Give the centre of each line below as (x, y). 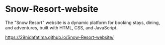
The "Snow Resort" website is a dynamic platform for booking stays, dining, (82, 22)
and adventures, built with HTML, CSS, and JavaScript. (61, 27)
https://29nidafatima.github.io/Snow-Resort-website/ (59, 37)
